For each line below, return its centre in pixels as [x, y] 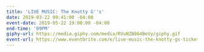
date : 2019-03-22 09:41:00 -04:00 [50, 17]
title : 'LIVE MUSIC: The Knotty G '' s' [55, 12]
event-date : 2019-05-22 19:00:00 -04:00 [58, 23]
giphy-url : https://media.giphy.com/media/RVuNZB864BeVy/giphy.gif [93, 34]
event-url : [20, 39]
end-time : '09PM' [28, 28]
